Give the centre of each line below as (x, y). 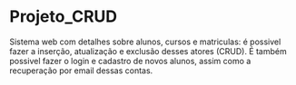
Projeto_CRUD (64, 17)
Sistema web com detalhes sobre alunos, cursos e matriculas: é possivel (145, 42)
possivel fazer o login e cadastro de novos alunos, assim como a (130, 61)
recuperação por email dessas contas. (81, 71)
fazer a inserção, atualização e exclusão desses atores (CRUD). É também (148, 51)
